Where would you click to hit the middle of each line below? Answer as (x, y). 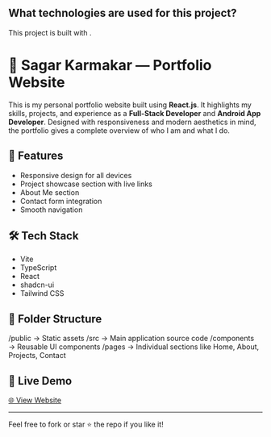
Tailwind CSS (42, 293)
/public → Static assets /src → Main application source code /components (131, 339)
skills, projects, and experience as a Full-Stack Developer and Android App (135, 113)
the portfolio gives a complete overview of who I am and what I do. (119, 130)
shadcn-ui (37, 285)
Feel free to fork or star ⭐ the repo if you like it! (86, 424)
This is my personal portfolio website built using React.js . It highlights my (130, 105)
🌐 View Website (35, 400)
